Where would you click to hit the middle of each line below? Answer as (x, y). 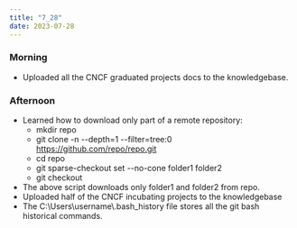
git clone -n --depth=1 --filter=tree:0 (104, 140)
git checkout (59, 178)
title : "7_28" (36, 18)
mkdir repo (56, 130)
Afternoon (32, 100)
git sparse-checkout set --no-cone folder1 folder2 (129, 169)
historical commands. (62, 216)
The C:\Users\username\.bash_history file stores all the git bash (141, 206)
